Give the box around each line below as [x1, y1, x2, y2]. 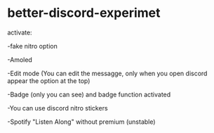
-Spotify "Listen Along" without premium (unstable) [7, 118, 156, 126]
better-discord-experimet [7, 5, 161, 21]
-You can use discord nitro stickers [7, 103, 108, 112]
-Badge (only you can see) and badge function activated [7, 90, 171, 99]
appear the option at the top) [7, 76, 91, 85]
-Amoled [7, 55, 33, 64]
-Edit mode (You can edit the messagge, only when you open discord [7, 69, 208, 77]
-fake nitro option [7, 42, 58, 50]
